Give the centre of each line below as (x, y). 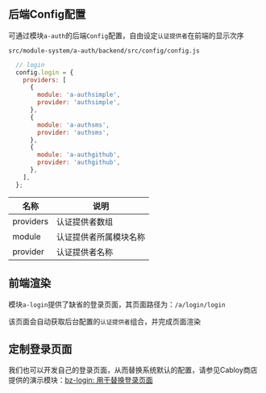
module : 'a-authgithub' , (79, 155)
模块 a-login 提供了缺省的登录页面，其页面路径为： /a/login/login (117, 304)
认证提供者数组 (85, 222)
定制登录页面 (40, 349)
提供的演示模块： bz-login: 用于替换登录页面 (81, 380)
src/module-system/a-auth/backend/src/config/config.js (104, 51)
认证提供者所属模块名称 (101, 236)
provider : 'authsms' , (74, 132)
